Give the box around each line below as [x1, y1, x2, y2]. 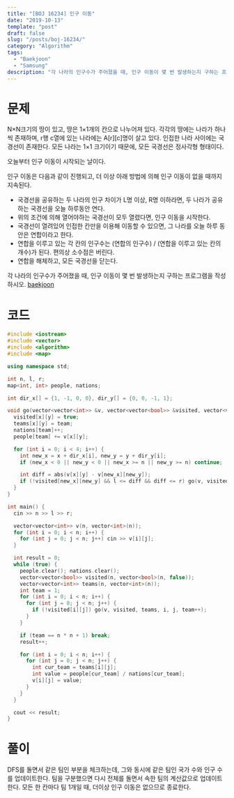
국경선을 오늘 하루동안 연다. [30, 204, 105, 213]
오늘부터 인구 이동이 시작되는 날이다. [7, 158, 106, 166]
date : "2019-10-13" [7, 17, 64, 24]
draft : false [7, 29, 45, 37]
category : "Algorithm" [7, 43, 73, 50]
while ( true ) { [13, 561, 58, 568]
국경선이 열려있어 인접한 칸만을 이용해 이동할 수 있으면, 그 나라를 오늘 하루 [17, 222, 218, 230]
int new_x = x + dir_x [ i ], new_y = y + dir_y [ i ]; [19, 452, 167, 459]
